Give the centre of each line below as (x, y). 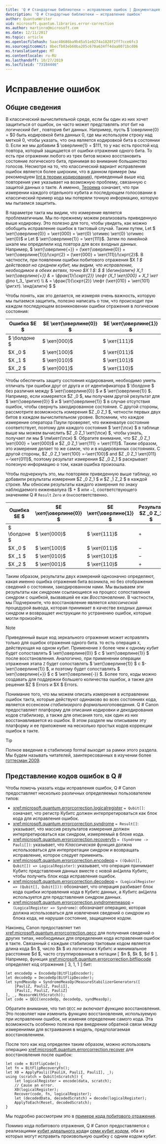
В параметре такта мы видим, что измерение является (64, 213)
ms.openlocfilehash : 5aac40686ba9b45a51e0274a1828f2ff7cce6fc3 (72, 42)
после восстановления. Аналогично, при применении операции (73, 658)
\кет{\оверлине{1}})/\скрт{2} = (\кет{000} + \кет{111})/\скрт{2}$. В (75, 255)
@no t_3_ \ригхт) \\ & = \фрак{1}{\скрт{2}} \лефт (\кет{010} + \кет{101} (78, 281)
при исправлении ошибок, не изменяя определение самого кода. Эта (79, 1019)
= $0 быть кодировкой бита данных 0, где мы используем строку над (79, 135)
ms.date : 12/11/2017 (27, 33)
